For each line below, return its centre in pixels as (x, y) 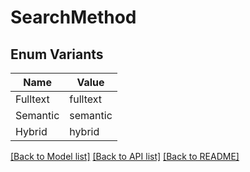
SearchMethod (73, 17)
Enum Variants (57, 54)
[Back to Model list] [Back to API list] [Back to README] (125, 156)
